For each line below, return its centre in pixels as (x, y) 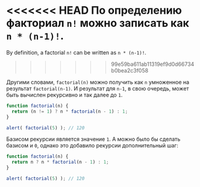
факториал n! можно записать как (98, 23)
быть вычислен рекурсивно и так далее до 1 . (64, 95)
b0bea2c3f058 (130, 70)
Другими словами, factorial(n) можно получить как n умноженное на (98, 82)
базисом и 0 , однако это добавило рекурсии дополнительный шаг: (92, 146)
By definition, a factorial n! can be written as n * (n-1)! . (76, 52)
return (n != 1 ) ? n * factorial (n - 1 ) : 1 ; (70, 111)
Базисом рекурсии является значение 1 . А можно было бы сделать (93, 139)
